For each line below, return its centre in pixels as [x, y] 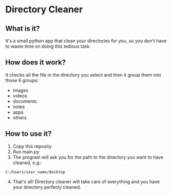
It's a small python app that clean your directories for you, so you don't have [86, 41]
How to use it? [28, 134]
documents [25, 101]
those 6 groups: [22, 80]
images [21, 90]
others [20, 117]
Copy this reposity [32, 146]
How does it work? [36, 63]
